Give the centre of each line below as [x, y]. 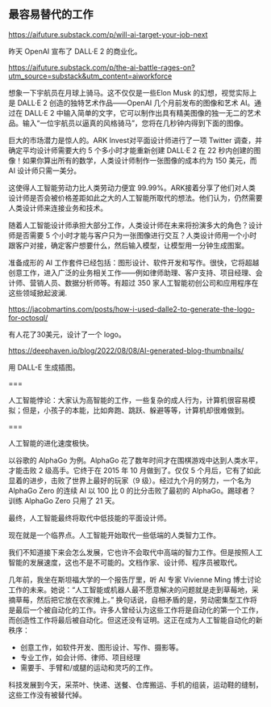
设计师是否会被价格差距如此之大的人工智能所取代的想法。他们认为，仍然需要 [135, 197]
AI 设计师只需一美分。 [45, 170]
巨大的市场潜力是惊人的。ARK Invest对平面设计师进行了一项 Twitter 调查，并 [135, 140]
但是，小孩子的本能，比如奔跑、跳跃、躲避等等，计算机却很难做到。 [135, 410]
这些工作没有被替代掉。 [47, 695]
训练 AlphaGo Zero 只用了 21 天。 [64, 501]
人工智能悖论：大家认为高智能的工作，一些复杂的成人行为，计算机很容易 [128, 400]
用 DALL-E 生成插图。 [44, 367]
